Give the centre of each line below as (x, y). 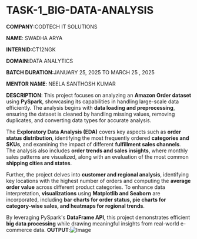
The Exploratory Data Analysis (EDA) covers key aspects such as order (94, 132)
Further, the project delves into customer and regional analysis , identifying (98, 174)
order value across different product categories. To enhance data (86, 187)
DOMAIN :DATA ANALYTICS (40, 61)
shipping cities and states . (39, 163)
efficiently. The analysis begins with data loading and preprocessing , (91, 107)
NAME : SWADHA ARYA (34, 38)
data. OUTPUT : (52, 230)
